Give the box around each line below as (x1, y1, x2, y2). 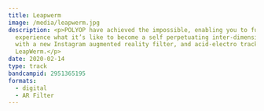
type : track (8, 63, 47, 70)
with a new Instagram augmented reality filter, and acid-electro (15, 41, 237, 48)
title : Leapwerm (8, 11, 61, 20)
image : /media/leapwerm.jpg (8, 19, 101, 27)
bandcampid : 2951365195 (8, 70, 86, 77)
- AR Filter (15, 91, 55, 99)
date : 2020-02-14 (8, 55, 65, 63)
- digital (15, 84, 47, 92)
